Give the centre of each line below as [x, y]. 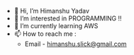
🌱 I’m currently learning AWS [56, 26]
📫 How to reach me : [45, 34]
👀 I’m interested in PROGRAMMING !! [68, 18]
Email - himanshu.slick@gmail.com [76, 44]
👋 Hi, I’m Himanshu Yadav [52, 11]
